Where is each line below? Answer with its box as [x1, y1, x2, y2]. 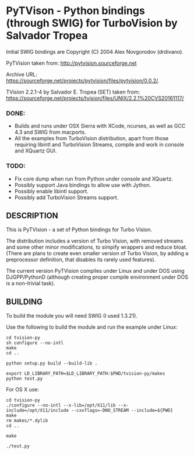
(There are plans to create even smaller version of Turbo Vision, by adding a [6, 250, 189, 257]
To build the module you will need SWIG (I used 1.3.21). [6, 312, 138, 319]
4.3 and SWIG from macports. [14, 128, 86, 136]
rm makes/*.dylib [6, 418, 48, 424]
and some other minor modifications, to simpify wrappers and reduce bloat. [6, 244, 188, 251]
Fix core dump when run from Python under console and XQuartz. [14, 175, 174, 182]
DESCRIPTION [6, 210, 58, 220]
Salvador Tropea [6, 29, 88, 42]
